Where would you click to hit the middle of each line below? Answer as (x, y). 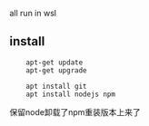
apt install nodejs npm (71, 94)
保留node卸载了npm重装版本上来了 (75, 111)
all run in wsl (33, 13)
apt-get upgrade (57, 70)
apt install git (57, 86)
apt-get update (55, 63)
